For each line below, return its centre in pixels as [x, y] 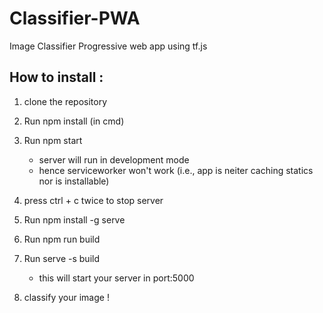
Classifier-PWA [75, 18]
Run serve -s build [61, 258]
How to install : [56, 77]
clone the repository [65, 101]
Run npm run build [62, 239]
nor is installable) [74, 181]
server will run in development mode [114, 159]
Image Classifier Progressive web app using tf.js [108, 46]
